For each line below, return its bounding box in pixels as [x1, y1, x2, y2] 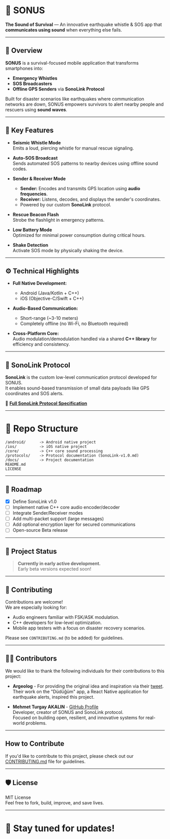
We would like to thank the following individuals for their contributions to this [5, 668, 164, 674]
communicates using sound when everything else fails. [5, 26, 122, 33]
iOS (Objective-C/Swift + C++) [20, 295, 84, 302]
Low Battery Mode [12, 226, 52, 233]
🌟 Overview [5, 46, 42, 55]
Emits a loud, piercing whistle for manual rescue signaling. [12, 145, 134, 151]
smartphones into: [5, 65, 44, 71]
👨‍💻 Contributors [5, 654, 57, 663]
